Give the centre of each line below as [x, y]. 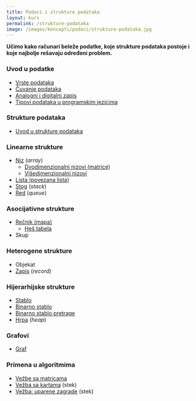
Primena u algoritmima [41, 365]
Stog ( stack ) [31, 186]
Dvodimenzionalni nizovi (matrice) [67, 167]
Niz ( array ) [29, 161]
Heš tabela [38, 229]
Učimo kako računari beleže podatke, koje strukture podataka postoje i [98, 47]
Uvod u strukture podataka [49, 131]
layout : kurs [23, 18]
